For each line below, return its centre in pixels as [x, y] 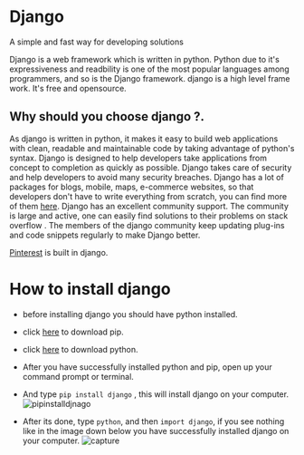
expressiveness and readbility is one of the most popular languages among [149, 69]
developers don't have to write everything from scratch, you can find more [148, 196]
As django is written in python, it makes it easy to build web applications [144, 139]
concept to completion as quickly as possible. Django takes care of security [151, 167]
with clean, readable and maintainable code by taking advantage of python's [152, 148]
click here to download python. [80, 349]
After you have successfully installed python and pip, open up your [147, 367]
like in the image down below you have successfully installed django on [156, 431]
